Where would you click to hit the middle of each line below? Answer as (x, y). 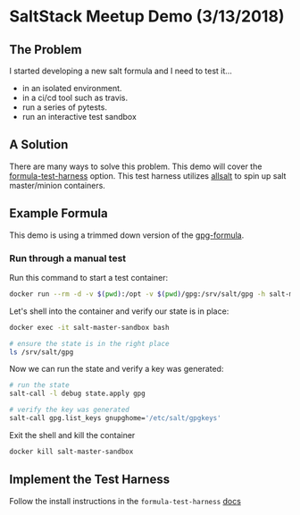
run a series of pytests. (64, 107)
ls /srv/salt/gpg (42, 352)
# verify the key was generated (69, 410)
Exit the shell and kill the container (72, 435)
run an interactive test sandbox (79, 117)
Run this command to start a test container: (88, 277)
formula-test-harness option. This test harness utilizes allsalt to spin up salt (148, 175)
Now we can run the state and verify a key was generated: (117, 369)
